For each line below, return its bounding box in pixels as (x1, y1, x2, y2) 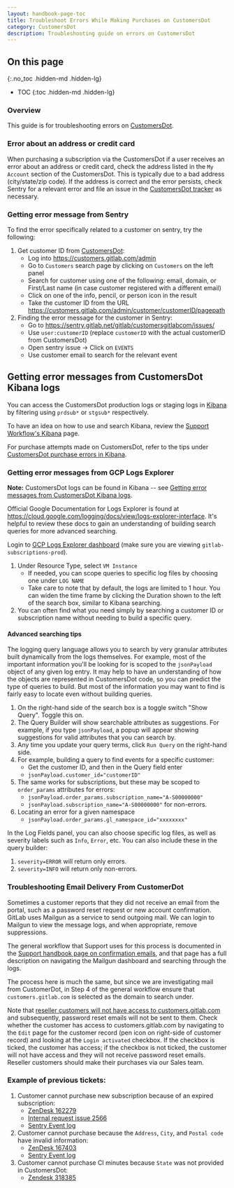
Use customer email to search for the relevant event (27, 350, 177, 359)
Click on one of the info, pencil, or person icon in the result (27, 291, 197, 299)
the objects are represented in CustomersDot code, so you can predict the (7, 675, 221, 683)
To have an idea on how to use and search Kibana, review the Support (7, 421, 210, 430)
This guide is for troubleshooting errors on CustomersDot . (7, 121, 174, 130)
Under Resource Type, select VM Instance (17, 561, 138, 570)
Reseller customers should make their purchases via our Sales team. (7, 1058, 205, 1066)
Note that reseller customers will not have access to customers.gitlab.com (7, 1006, 221, 1014)
